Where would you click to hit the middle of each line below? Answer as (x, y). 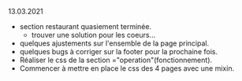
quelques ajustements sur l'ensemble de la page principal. (114, 43)
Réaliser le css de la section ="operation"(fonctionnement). (116, 60)
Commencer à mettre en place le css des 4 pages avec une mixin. (127, 68)
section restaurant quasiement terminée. (86, 26)
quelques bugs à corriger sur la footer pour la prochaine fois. (119, 52)
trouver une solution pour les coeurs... (93, 35)
